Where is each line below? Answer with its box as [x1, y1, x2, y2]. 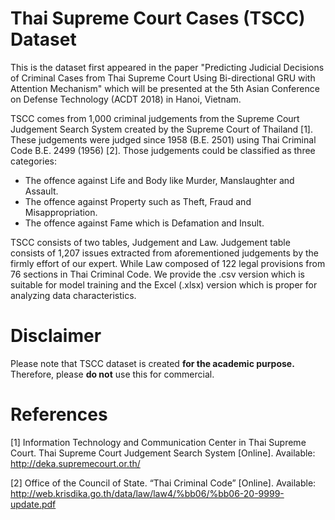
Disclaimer [10, 325, 102, 347]
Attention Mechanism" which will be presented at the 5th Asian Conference [10, 82, 320, 94]
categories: [10, 155, 57, 167]
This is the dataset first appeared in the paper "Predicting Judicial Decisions [10, 61, 325, 73]
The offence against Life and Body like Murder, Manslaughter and [24, 174, 295, 186]
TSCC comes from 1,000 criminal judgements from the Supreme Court [10, 112, 300, 124]
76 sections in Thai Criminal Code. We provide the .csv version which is [10, 268, 305, 280]
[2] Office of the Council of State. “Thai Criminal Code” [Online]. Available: [10, 477, 317, 489]
